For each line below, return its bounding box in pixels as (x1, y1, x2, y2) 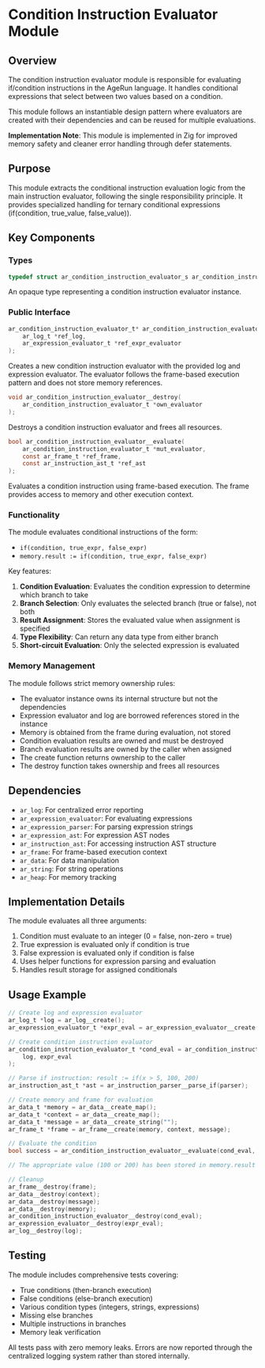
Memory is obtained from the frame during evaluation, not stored (19, 727, 231, 737)
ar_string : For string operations (19, 864, 124, 873)
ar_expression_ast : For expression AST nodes (19, 830, 170, 839)
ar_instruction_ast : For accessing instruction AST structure (19, 839, 217, 848)
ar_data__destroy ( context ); (8, 1190, 101, 1198)
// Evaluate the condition (8, 1139, 97, 1148)
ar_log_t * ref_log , (22, 332, 87, 340)
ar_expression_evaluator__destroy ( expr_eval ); (8, 1220, 164, 1228)
